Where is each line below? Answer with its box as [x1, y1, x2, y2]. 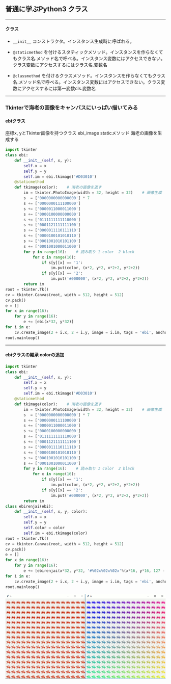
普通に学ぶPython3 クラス [5, 5, 88, 14]
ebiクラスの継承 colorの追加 [5, 352, 65, 358]
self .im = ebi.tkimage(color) [23, 531, 88, 536]
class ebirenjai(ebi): [5, 504, 53, 509]
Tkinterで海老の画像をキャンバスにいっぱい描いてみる [5, 104, 138, 111]
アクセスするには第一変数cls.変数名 [21, 86, 96, 92]
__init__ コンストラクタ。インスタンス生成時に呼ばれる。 [12, 38, 135, 44]
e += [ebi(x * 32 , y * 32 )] [23, 319, 74, 325]
